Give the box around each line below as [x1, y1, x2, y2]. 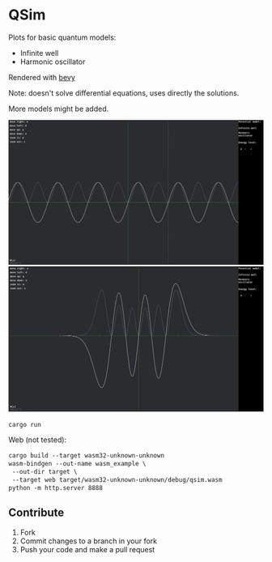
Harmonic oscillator [19, 57, 86, 66]
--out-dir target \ [11, 467, 79, 475]
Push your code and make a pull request [19, 544, 155, 554]
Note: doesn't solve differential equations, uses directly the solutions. [8, 87, 240, 98]
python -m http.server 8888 [8, 483, 104, 492]
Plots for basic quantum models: [8, 32, 117, 42]
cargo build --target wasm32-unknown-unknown [8, 451, 164, 459]
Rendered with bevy [8, 72, 75, 82]
